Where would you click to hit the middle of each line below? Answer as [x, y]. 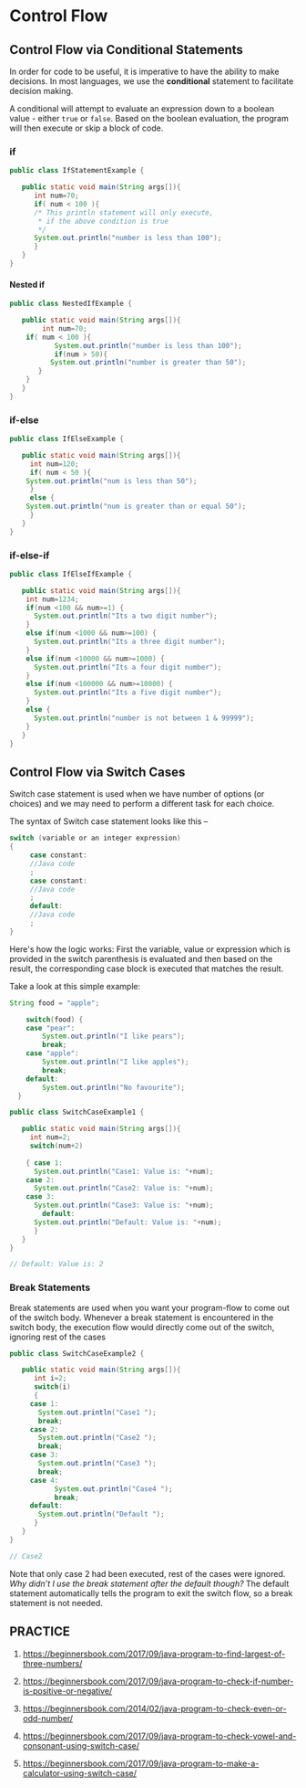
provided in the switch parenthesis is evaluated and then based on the [141, 958]
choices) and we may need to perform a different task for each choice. [142, 804]
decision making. [41, 91]
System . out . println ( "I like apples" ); [116, 1062]
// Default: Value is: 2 [56, 1264]
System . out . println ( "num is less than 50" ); [112, 481]
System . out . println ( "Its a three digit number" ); [129, 642]
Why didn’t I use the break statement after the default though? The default [149, 1583]
